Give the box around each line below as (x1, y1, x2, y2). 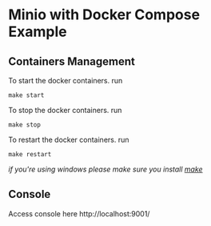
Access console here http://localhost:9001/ (8, 208, 150, 218)
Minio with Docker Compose (8, 6, 201, 24)
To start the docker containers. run (8, 76, 123, 85)
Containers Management (8, 54, 136, 68)
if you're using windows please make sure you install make (8, 164, 203, 174)
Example (8, 22, 67, 41)
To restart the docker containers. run (8, 135, 129, 144)
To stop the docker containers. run (8, 106, 122, 115)
